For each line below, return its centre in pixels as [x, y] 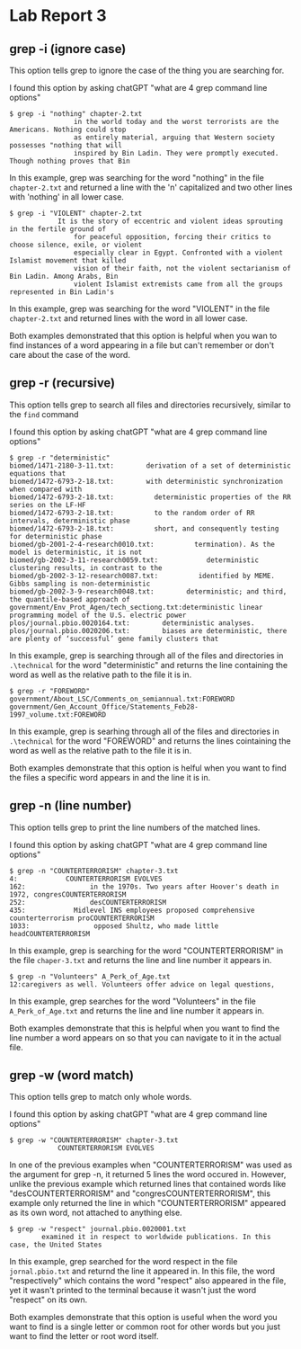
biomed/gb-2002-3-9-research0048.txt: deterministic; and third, [148, 591]
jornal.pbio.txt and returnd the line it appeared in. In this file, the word [142, 1271]
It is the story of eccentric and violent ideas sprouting [170, 221]
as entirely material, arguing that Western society [174, 138]
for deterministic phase [56, 536]
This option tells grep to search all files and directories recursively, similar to [150, 405]
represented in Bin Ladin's [62, 292]
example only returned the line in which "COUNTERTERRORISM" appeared [148, 1203]
